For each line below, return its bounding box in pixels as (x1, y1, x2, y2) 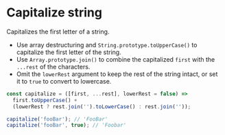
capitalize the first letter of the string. (16, 48, 121, 56)
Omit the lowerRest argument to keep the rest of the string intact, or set (16, 70, 218, 78)
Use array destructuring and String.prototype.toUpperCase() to (16, 40, 198, 49)
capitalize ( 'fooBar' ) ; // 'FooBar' (6, 115, 108, 123)
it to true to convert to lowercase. (16, 77, 112, 85)
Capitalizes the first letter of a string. (6, 27, 110, 36)
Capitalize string (6, 5, 102, 21)
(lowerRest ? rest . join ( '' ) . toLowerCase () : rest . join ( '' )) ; (12, 103, 191, 110)
